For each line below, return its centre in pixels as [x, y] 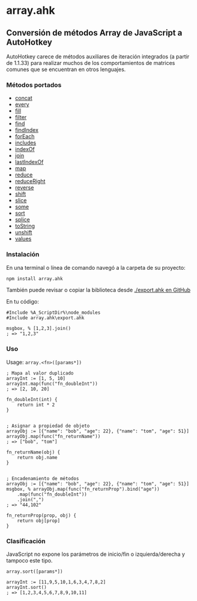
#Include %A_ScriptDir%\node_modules [53, 313]
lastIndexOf [29, 162]
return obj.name [38, 457]
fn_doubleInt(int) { [32, 399]
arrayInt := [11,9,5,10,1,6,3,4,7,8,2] [56, 582]
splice [22, 220]
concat [24, 98]
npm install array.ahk [35, 279]
